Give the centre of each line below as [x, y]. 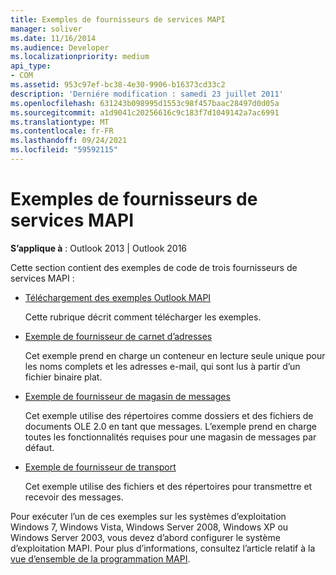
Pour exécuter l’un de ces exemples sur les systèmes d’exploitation [148, 516]
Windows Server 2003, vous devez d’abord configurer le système [145, 537]
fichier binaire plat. [63, 377]
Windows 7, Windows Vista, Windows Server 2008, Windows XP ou [149, 527]
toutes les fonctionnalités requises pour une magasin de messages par [170, 437]
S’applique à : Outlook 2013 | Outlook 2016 [99, 248]
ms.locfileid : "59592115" [64, 150]
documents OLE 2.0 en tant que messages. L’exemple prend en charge [170, 426]
